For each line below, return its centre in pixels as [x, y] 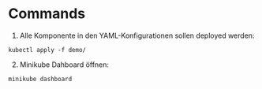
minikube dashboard [40, 79]
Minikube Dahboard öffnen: [64, 65]
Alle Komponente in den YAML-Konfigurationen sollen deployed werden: [137, 35]
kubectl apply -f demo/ [47, 50]
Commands [47, 14]
